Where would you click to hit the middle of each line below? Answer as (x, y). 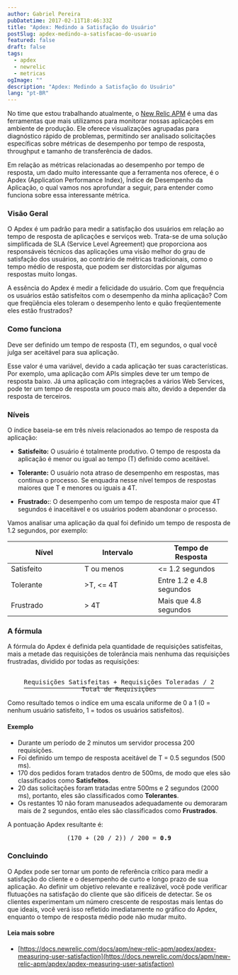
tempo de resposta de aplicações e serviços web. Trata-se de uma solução (118, 237)
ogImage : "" (25, 80)
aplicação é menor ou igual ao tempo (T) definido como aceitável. (114, 459)
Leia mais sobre (31, 933)
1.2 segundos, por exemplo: (48, 531)
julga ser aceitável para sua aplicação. (63, 352)
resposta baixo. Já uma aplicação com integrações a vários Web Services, (116, 381)
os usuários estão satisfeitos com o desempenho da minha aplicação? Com (118, 296)
